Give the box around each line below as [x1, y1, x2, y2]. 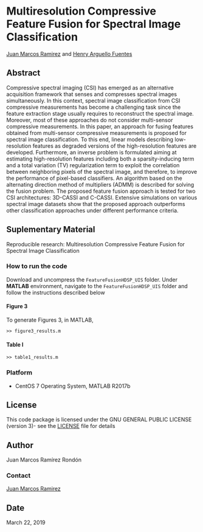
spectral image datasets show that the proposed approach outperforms [6, 200, 185, 207]
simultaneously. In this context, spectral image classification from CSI [6, 97, 181, 104]
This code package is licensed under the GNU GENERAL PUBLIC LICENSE [6, 416, 192, 423]
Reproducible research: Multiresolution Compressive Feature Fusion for [6, 240, 185, 247]
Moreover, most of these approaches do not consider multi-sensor [6, 116, 173, 123]
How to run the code [6, 262, 68, 271]
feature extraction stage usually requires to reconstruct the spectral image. [6, 109, 194, 117]
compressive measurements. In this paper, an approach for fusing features [6, 123, 193, 130]
